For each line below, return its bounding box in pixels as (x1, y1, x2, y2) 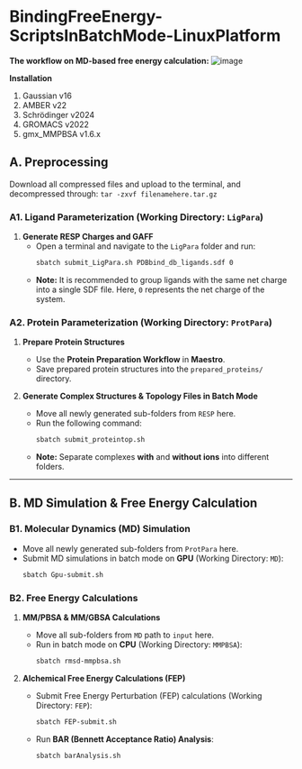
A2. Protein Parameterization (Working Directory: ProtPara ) (9, 316, 272, 328)
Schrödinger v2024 (22, 109, 95, 120)
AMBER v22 (22, 99, 67, 110)
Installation (9, 72, 52, 83)
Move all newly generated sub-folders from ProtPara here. (22, 543, 239, 554)
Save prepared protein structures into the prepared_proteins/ (35, 363, 263, 375)
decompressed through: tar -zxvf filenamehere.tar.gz (9, 188, 218, 199)
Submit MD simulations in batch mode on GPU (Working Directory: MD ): (22, 553, 284, 563)
